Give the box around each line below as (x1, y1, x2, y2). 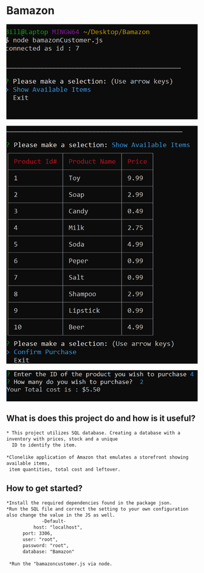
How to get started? (6, 483, 83, 493)
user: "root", (22, 536, 59, 543)
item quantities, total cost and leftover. (8, 466, 121, 473)
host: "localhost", (33, 524, 83, 530)
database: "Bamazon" (22, 549, 75, 555)
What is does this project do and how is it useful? (6, 413, 196, 423)
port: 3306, (22, 530, 53, 536)
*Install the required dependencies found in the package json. (6, 500, 172, 506)
